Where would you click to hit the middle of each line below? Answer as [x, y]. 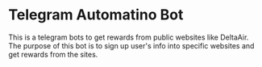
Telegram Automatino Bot [96, 15]
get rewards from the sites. [53, 54]
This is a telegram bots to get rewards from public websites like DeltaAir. [129, 37]
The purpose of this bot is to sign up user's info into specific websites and [131, 45]
